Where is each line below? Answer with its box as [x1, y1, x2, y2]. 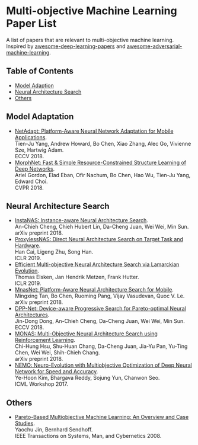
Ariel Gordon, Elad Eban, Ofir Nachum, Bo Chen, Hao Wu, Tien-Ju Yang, [14, 171, 191, 178]
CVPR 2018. [14, 184, 44, 191]
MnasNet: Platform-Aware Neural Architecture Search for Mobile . [14, 286, 174, 293]
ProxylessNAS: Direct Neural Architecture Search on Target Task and [14, 236, 184, 243]
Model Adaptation [6, 111, 74, 122]
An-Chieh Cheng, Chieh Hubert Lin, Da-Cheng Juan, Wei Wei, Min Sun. [14, 223, 189, 230]
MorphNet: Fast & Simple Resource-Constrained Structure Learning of [14, 159, 187, 166]
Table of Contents [6, 66, 74, 76]
